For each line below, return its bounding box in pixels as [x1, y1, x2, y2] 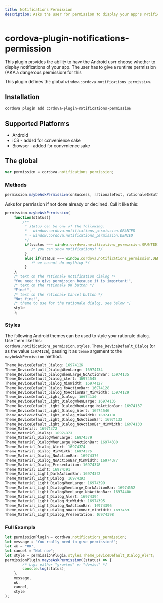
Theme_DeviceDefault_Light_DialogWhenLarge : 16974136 [5, 399, 116, 404]
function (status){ [14, 215, 51, 220]
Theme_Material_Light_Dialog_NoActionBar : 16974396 [5, 503, 112, 508]
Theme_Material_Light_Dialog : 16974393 [5, 476, 86, 481]
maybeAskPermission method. [5, 354, 62, 359]
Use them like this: [5, 338, 42, 344]
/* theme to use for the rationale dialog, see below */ [14, 301, 131, 306]
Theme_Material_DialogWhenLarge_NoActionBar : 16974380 [5, 440, 118, 445]
